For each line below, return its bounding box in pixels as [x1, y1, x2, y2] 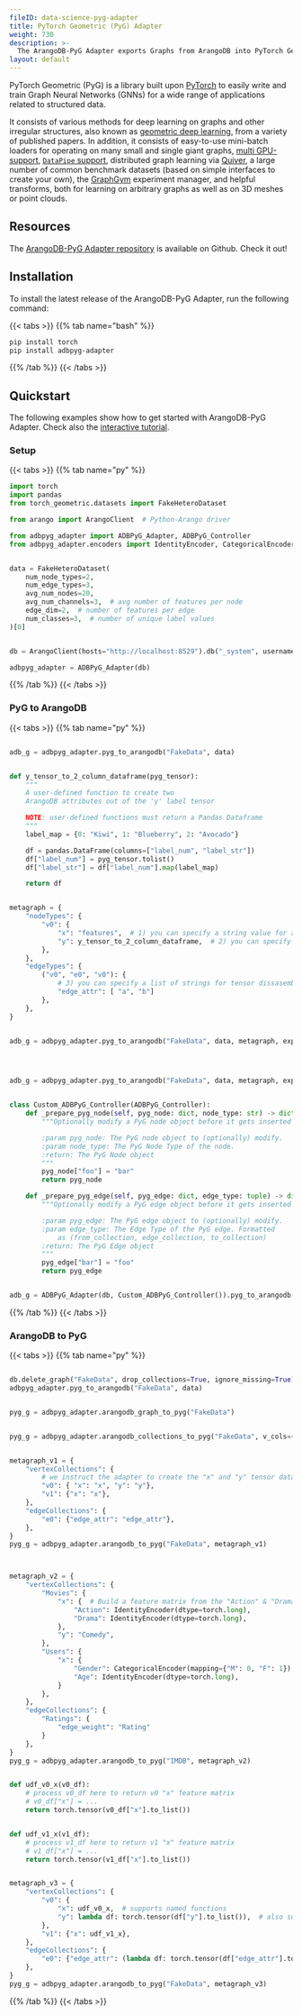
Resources [9, 219, 71, 234]
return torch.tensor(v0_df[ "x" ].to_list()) [25, 1806, 191, 1815]
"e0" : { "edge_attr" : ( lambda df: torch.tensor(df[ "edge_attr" [41, 1955, 280, 1964]
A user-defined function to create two [25, 789, 175, 798]
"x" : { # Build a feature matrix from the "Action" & [57, 1597, 268, 1606]
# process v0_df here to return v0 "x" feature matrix [25, 1789, 235, 1798]
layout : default [9, 55, 70, 64]
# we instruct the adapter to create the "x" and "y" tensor [41, 1472, 276, 1482]
